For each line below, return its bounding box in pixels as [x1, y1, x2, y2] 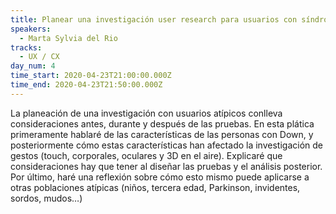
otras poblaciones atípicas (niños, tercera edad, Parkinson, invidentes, [10, 181, 301, 193]
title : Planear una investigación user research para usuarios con [10, 14, 298, 25]
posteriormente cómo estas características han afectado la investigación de [10, 139, 323, 151]
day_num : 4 [10, 61, 56, 71]
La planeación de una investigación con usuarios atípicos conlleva [10, 107, 283, 119]
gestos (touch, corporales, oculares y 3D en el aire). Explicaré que [10, 149, 283, 161]
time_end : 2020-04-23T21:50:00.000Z [10, 80, 163, 90]
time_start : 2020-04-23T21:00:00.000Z [10, 71, 172, 81]
